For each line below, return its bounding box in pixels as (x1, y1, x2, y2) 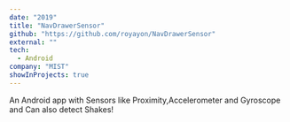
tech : (9, 46, 29, 55)
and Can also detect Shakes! (9, 103, 114, 115)
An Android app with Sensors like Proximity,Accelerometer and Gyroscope (9, 95, 281, 105)
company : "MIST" (9, 63, 69, 72)
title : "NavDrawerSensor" (9, 21, 105, 30)
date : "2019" (9, 12, 58, 22)
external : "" (9, 37, 58, 47)
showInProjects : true (9, 71, 90, 80)
